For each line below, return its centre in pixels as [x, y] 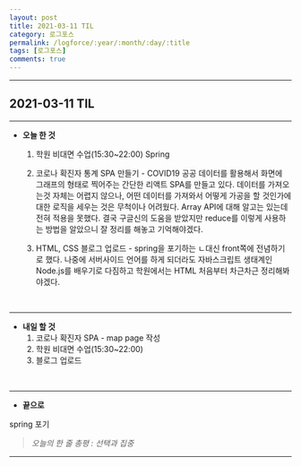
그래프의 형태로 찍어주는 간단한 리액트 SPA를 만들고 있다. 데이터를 [150, 184]
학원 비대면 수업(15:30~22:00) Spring [103, 154]
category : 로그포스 [42, 34]
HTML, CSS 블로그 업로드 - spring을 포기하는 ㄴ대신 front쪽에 [145, 248]
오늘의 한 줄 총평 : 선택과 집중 [82, 443]
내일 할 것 [39, 326]
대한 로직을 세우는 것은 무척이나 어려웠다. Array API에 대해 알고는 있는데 [162, 206]
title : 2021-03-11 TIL [52, 26]
